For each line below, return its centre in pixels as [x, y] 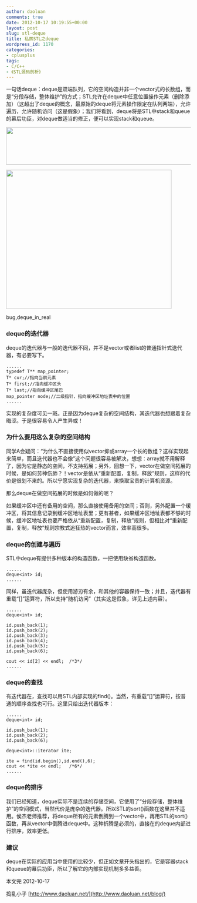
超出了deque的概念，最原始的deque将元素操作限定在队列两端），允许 [107, 104]
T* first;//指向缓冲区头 [34, 384]
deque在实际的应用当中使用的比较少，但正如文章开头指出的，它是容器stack [97, 861]
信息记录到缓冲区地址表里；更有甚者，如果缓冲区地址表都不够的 [108, 513]
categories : [21, 50]
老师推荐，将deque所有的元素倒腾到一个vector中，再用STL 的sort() [107, 816]
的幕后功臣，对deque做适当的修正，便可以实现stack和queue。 [82, 119]
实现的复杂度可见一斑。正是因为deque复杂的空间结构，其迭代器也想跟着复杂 [98, 413]
